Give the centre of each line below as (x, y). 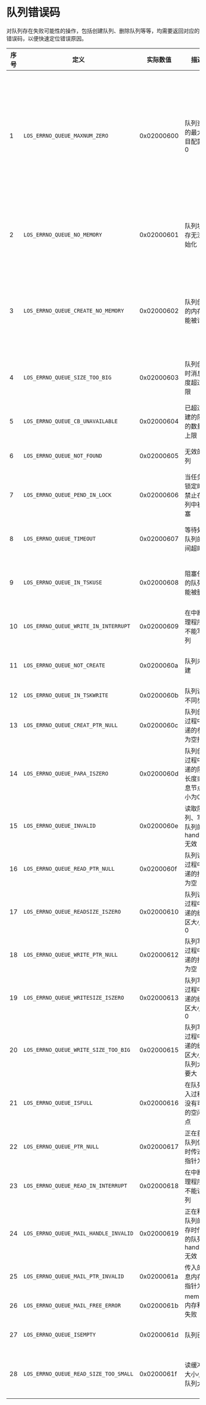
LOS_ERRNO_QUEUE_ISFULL (58, 1103)
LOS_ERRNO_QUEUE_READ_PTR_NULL (69, 869)
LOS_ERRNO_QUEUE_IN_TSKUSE (63, 582)
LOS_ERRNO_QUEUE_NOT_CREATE (64, 665)
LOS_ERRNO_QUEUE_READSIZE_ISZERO (72, 912)
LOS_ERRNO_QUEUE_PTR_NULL (61, 1146)
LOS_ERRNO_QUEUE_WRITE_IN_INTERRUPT (77, 626)
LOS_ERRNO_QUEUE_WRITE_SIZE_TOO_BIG (77, 1050)
